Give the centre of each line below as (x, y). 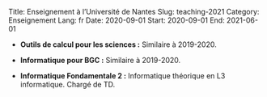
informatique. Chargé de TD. (68, 84)
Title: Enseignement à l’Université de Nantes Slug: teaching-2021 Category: (134, 12)
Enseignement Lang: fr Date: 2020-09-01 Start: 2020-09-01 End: (117, 20)
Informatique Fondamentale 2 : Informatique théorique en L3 (123, 76)
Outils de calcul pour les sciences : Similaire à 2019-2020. (118, 44)
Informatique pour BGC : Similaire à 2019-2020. (100, 60)
